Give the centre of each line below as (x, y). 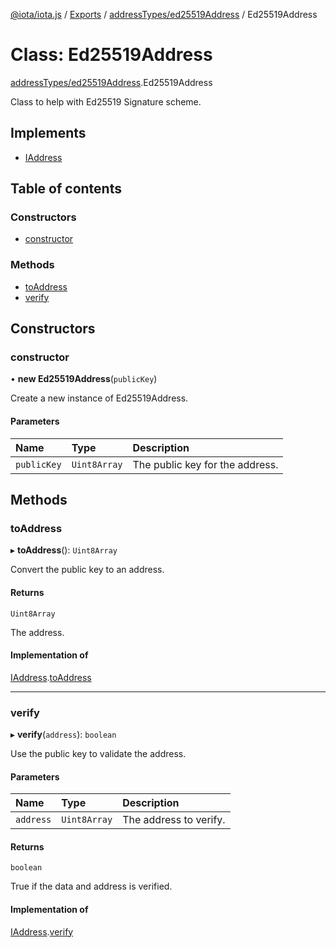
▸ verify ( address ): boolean (63, 735)
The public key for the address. (205, 464)
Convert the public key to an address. (87, 570)
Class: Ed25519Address (111, 55)
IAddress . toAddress (51, 677)
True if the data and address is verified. (91, 886)
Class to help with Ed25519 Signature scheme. (106, 101)
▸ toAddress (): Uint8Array (64, 550)
